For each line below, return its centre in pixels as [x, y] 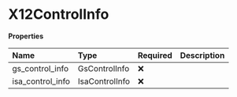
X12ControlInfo [59, 14]
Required [155, 55]
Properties [26, 36]
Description [202, 55]
